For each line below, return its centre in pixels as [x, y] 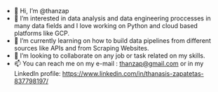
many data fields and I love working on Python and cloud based [106, 26]
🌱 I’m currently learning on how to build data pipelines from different [113, 41]
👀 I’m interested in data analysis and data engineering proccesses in [113, 18]
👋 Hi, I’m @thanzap [41, 11]
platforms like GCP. [42, 33]
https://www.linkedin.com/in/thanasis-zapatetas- [133, 73]
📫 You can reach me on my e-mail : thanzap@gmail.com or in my [109, 64]
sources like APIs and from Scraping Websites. [81, 48]
